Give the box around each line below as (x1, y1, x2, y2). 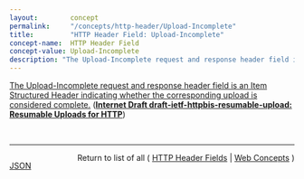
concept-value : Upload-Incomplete (9, 47, 140, 56)
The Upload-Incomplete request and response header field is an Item (9, 80, 268, 90)
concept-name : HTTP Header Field (9, 38, 140, 48)
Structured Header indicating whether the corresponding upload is (9, 89, 258, 100)
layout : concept (9, 13, 100, 23)
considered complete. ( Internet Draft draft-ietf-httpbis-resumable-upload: (9, 99, 292, 109)
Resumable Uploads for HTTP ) (9, 109, 126, 119)
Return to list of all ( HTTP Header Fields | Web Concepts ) (77, 153, 295, 163)
